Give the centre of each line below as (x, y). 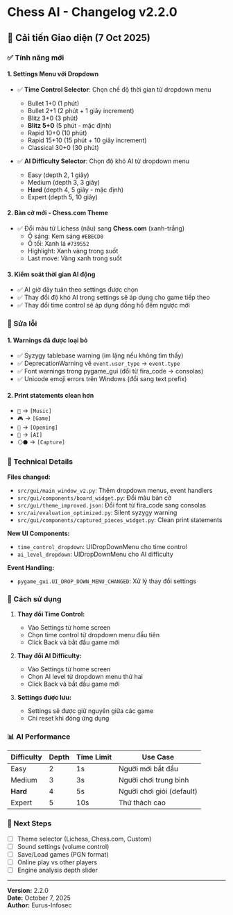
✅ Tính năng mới (36, 58)
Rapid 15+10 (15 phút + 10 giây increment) (87, 140)
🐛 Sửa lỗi (22, 324)
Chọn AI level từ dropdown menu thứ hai (85, 677)
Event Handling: (31, 567)
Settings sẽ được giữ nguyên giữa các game (90, 711)
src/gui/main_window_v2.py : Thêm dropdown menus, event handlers (115, 490)
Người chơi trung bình (154, 780)
